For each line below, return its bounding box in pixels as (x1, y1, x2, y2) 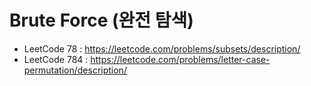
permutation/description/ (23, 64, 127, 76)
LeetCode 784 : (23, 53, 89, 65)
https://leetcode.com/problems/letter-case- (90, 53, 271, 65)
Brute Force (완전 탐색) (9, 9, 194, 32)
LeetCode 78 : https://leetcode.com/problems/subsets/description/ (23, 42, 301, 55)
